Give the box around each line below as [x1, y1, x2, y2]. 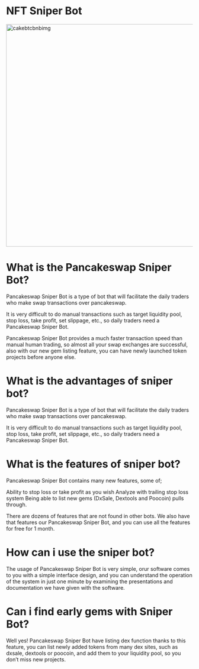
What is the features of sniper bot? [6, 457, 181, 471]
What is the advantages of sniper [6, 374, 173, 388]
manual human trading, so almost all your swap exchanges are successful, [6, 341, 188, 348]
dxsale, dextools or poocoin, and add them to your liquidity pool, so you [6, 649, 181, 657]
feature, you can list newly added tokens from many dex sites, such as [6, 643, 178, 650]
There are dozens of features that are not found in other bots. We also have [6, 512, 190, 519]
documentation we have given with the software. [6, 584, 126, 591]
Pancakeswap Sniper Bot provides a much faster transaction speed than [6, 334, 182, 341]
